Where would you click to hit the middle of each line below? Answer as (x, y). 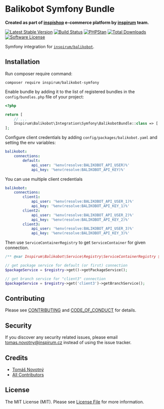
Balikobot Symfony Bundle (60, 9)
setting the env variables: (31, 143)
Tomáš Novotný (28, 370)
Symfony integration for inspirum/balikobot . (50, 46)
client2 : (31, 211)
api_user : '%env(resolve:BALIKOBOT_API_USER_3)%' (82, 229)
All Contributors (28, 374)
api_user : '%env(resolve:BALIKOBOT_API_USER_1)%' (82, 202)
